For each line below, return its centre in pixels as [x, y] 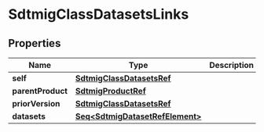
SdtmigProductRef [111, 91]
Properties [35, 43]
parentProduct [40, 91]
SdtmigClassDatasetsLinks [99, 14]
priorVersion [36, 103]
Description [231, 65]
